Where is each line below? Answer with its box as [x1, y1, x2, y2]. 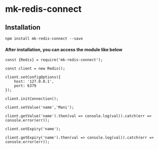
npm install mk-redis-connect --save [5, 36, 83, 41]
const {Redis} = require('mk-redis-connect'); [5, 58, 103, 63]
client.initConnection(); [5, 96, 58, 102]
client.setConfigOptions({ [5, 75, 61, 80]
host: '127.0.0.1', [14, 79, 54, 84]
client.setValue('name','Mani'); [5, 105, 74, 110]
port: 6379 [14, 83, 37, 88]
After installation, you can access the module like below [5, 46, 123, 52]
